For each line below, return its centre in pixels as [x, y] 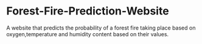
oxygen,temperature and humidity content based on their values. [88, 34]
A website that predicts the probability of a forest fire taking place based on [101, 28]
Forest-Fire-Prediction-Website [88, 11]
